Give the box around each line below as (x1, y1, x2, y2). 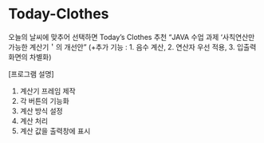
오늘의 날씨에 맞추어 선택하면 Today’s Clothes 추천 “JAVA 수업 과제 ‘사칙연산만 (8, 32, 255, 42)
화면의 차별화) (8, 52, 52, 62)
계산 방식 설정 (19, 105, 63, 116)
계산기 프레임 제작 (19, 85, 76, 96)
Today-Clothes (8, 5, 109, 23)
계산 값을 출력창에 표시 (19, 125, 91, 136)
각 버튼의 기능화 (19, 96, 69, 105)
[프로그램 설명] (8, 69, 54, 78)
